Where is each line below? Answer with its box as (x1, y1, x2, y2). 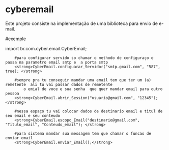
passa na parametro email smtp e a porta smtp (5, 59, 108, 65)
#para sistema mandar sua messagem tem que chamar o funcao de (14, 131, 152, 136)
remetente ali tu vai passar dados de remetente (5, 82, 113, 87)
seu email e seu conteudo (5, 113, 60, 118)
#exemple (5, 36, 26, 42)
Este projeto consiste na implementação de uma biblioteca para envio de (5, 20, 158, 26)
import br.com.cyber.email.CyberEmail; (5, 45, 87, 51)
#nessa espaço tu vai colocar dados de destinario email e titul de (14, 108, 163, 114)
